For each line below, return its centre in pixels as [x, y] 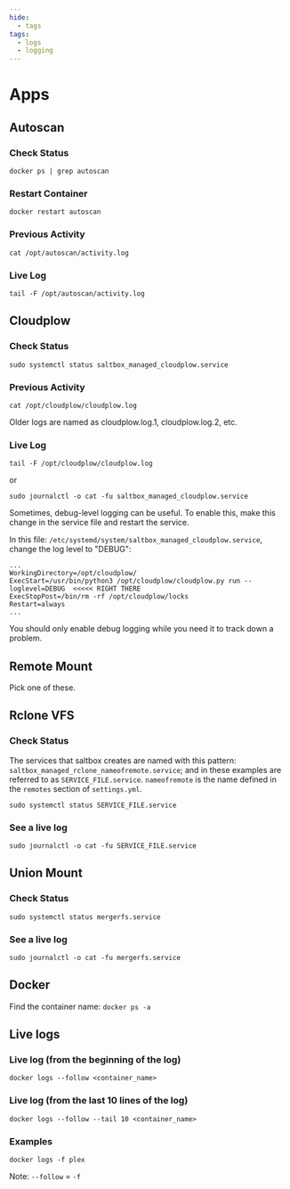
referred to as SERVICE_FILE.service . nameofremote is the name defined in [143, 779]
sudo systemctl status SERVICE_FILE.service [93, 805]
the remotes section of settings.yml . [76, 788]
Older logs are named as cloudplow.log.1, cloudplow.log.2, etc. [123, 422]
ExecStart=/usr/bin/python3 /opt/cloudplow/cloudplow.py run [125, 581]
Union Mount [46, 873]
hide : [19, 17]
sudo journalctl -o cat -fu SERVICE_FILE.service [103, 846]
